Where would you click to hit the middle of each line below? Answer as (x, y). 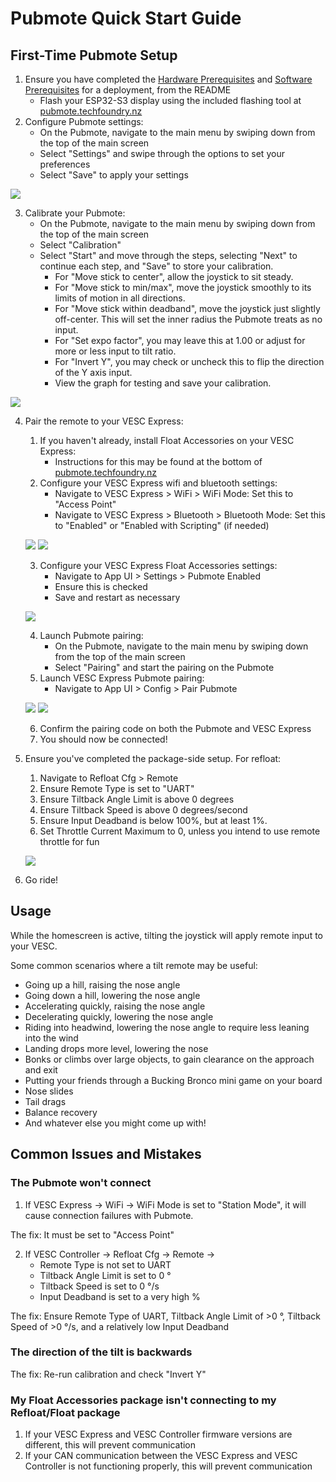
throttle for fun (69, 841)
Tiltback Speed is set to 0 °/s (99, 1286)
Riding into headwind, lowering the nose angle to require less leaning (167, 1027)
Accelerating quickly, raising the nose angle (115, 1006)
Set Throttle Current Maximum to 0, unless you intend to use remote (180, 831)
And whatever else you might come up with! (115, 1123)
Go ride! (41, 880)
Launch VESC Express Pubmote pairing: (122, 678)
